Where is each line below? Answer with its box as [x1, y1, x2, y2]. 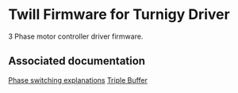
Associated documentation [8, 54, 145, 68]
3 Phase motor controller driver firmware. [8, 32, 144, 41]
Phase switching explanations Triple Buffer [8, 75, 148, 84]
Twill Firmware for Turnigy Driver [8, 6, 230, 24]
